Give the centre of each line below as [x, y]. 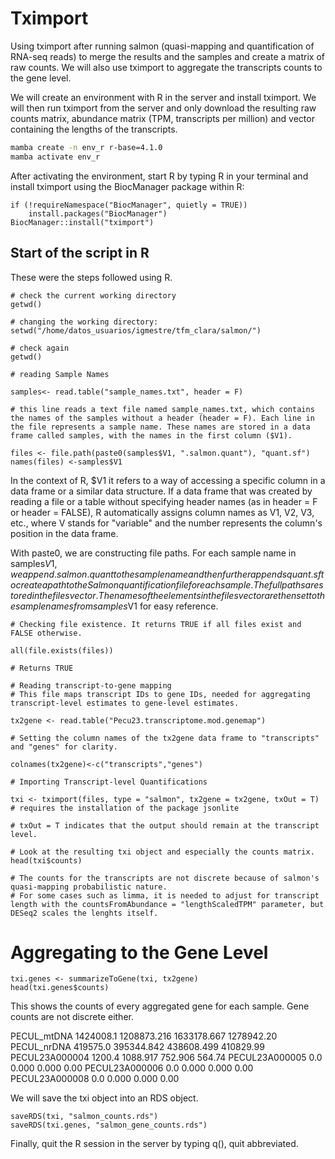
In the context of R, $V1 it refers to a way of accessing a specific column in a [168, 480]
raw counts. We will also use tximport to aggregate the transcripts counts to [166, 67]
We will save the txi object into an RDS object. [104, 1098]
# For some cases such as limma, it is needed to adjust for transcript [165, 895]
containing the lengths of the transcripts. [94, 129]
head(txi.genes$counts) [60, 988]
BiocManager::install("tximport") [82, 222]
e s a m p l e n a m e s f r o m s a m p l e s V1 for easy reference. [114, 606]
